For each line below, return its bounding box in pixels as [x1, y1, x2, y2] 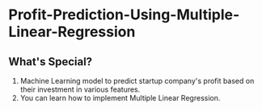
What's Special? [8, 55, 93, 68]
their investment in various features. [19, 84, 141, 94]
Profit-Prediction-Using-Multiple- [8, 6, 240, 24]
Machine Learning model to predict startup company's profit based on [19, 76, 255, 85]
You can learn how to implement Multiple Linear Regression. [19, 93, 221, 102]
